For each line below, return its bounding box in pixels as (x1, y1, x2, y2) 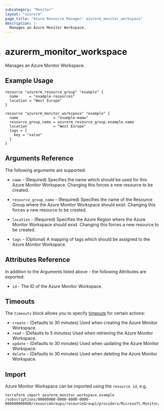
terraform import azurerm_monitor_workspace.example (5, 393, 115, 398)
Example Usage (5, 77, 54, 85)
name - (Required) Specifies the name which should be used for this (12, 176, 147, 182)
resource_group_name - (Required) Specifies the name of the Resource (12, 196, 153, 202)
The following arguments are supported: (5, 167, 86, 173)
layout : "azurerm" (5, 12, 42, 17)
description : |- (5, 21, 38, 26)
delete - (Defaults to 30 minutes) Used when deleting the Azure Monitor (12, 351, 158, 357)
